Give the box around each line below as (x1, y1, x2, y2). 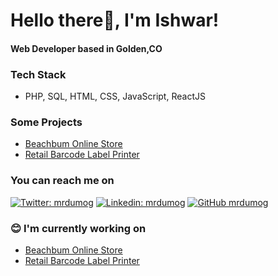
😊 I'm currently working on (10, 221, 147, 235)
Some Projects (10, 115, 83, 129)
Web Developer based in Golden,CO (10, 42, 163, 54)
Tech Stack (10, 67, 67, 81)
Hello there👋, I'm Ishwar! (10, 9, 220, 32)
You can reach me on (10, 174, 115, 188)
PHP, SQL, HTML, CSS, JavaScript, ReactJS (24, 90, 206, 103)
